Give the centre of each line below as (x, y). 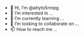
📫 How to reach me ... (34, 29)
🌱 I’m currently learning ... (37, 18)
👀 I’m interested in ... (32, 13)
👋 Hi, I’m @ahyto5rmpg (34, 8)
